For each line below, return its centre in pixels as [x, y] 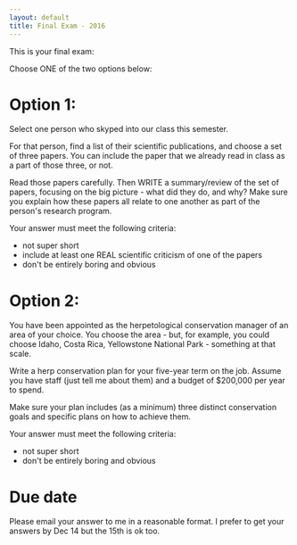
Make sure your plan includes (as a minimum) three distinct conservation [143, 408]
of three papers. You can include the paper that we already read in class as [147, 156]
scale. [20, 354]
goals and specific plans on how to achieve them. [100, 417]
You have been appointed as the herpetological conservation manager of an [149, 326]
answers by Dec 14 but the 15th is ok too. [85, 531]
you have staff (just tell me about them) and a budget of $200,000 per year [147, 381]
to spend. [27, 390]
